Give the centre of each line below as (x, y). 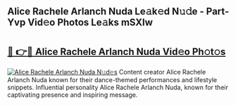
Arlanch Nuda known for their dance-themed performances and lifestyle (112, 80)
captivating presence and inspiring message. (73, 95)
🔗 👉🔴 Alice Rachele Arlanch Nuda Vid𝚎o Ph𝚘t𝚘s (117, 52)
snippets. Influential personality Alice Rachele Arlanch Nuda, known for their (118, 87)
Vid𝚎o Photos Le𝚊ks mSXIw (91, 23)
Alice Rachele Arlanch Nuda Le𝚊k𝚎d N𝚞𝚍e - (106, 12)
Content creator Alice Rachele (162, 72)
